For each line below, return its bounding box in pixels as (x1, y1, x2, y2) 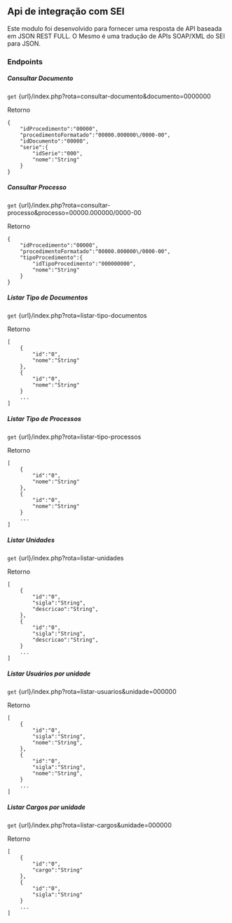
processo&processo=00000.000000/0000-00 (7, 208, 142, 217)
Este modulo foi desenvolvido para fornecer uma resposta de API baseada (7, 24, 222, 32)
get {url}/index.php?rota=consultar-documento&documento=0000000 (7, 91, 212, 101)
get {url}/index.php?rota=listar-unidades (7, 553, 124, 562)
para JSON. (7, 39, 41, 48)
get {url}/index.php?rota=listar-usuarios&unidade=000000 (7, 687, 177, 695)
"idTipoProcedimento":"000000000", (32, 260, 137, 267)
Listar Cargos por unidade (7, 803, 86, 811)
